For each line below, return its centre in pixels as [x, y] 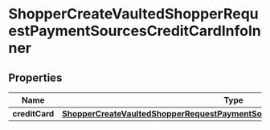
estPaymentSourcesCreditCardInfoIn [135, 31]
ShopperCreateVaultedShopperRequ [133, 14]
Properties [35, 77]
